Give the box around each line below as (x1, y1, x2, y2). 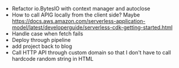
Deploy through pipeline (11, 37, 71, 43)
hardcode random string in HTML (11, 56, 94, 62)
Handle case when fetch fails (11, 30, 83, 37)
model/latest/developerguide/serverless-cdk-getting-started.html (11, 24, 173, 31)
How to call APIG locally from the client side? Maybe (11, 11, 140, 18)
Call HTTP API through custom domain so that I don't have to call (11, 49, 171, 56)
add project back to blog (11, 43, 73, 50)
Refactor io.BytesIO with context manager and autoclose (11, 5, 150, 12)
